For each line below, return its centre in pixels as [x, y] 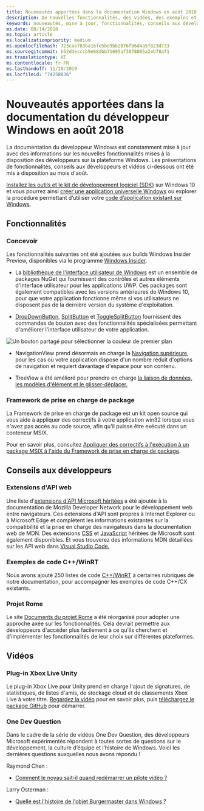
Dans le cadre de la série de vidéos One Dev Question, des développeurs [98, 735]
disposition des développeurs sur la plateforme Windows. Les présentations [101, 160]
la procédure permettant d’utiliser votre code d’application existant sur [94, 198]
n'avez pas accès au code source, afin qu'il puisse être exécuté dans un [97, 427]
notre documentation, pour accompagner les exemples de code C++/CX [97, 582]
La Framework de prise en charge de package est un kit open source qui [97, 413]
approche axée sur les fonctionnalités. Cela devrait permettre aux [88, 624]
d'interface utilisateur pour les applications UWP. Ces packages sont [101, 285]
